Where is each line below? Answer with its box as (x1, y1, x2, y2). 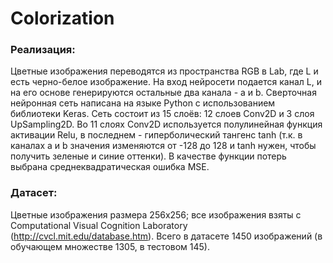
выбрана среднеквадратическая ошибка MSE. (10, 161, 210, 173)
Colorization (10, 7, 115, 30)
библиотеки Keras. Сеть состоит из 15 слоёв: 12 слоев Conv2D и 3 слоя (10, 108, 315, 120)
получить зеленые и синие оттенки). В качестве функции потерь (10, 150, 287, 162)
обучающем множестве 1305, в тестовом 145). (10, 240, 211, 252)
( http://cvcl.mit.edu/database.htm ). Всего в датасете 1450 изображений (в (10, 230, 323, 242)
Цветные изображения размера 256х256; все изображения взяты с (10, 208, 302, 221)
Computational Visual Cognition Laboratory (10, 219, 188, 231)
